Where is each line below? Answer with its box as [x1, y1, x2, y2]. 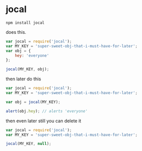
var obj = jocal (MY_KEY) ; [6, 99, 60, 105]
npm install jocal [6, 20, 45, 25]
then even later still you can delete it [6, 118, 82, 124]
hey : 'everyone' [15, 53, 50, 58]
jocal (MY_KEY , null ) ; [6, 141, 52, 146]
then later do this [6, 76, 41, 82]
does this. [6, 29, 27, 35]
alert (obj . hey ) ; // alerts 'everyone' [6, 109, 88, 114]
